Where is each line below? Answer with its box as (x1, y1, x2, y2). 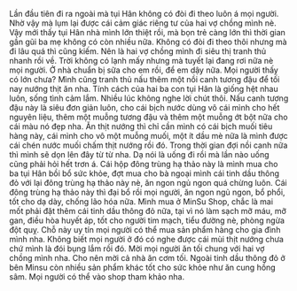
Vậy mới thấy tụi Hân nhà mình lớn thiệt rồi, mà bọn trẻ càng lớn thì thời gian (9, 27, 286, 37)
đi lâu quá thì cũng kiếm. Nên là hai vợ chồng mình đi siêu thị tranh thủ (9, 46, 267, 57)
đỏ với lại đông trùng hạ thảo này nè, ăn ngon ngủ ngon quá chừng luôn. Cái (9, 178, 287, 188)
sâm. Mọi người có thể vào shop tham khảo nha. (9, 272, 184, 282)
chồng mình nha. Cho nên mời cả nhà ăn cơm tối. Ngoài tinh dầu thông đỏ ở (9, 253, 285, 263)
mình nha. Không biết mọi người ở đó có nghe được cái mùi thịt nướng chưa (9, 234, 284, 244)
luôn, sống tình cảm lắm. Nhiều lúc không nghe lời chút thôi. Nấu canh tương (9, 93, 289, 103)
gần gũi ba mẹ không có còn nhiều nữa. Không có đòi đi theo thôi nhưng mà (9, 36, 287, 47)
